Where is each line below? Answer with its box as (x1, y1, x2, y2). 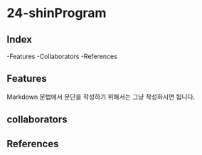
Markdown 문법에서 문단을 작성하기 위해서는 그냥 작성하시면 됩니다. (6, 92, 196, 101)
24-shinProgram (6, 5, 107, 21)
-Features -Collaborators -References (6, 52, 118, 60)
